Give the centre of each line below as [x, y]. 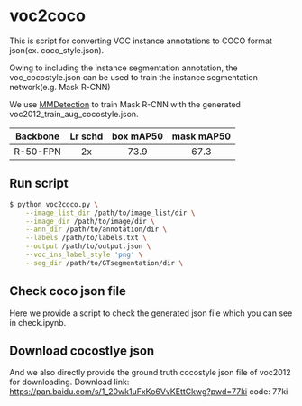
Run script [39, 184]
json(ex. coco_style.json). [57, 50]
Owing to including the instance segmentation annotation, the [124, 68]
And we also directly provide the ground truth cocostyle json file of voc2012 [150, 373]
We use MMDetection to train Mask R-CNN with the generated [125, 104]
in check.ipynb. [38, 322]
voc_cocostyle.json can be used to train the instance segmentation [134, 77]
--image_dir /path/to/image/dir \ [90, 221]
